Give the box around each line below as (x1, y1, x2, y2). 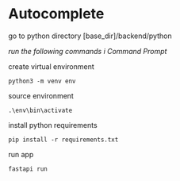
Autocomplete (8, 5, 105, 23)
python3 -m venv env (8, 77, 77, 85)
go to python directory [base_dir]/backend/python (8, 31, 172, 40)
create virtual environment (8, 61, 95, 71)
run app (8, 149, 34, 159)
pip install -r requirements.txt (8, 136, 119, 144)
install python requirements (8, 120, 98, 129)
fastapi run (8, 164, 48, 173)
